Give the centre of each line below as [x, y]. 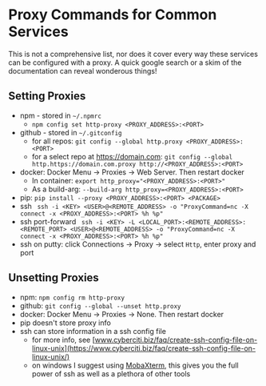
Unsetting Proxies [54, 278]
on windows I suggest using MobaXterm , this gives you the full [135, 365]
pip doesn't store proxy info [66, 323]
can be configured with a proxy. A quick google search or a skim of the [125, 62]
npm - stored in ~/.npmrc [61, 115]
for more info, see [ [64, 340]
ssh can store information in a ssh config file [93, 331]
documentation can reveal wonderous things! [83, 70]
